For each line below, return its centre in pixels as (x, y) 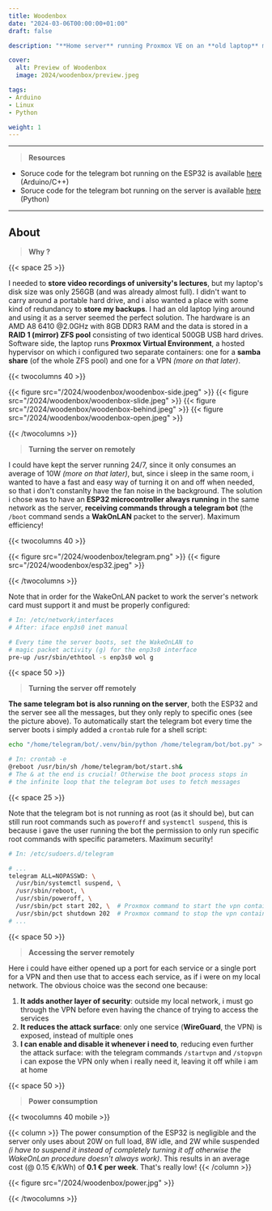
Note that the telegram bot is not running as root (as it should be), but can (131, 813)
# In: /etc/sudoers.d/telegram (61, 854)
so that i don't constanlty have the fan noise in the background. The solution (136, 491)
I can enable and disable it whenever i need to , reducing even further (136, 1044)
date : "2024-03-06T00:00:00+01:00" (68, 23)
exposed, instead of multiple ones (76, 1035)
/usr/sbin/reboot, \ (50, 891)
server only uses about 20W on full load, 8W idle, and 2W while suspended (134, 1141)
